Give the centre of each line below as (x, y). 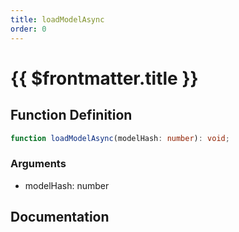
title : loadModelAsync (57, 19)
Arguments (38, 164)
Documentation (60, 217)
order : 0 (28, 29)
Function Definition (71, 115)
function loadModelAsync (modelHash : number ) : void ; (120, 138)
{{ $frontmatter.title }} (104, 78)
